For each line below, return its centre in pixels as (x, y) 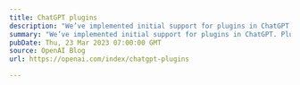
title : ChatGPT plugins (54, 17)
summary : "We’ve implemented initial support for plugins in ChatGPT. (143, 34)
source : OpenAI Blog (48, 51)
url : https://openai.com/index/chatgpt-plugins (100, 59)
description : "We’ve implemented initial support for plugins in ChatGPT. (151, 26)
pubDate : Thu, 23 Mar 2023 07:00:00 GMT (86, 42)
